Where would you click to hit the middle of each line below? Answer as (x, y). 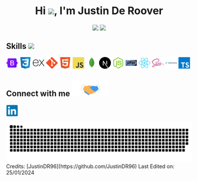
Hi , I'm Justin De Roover (99, 11)
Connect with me (38, 94)
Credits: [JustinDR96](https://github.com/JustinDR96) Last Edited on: (91, 166)
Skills (16, 46)
